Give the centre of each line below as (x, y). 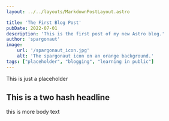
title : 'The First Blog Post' (44, 22)
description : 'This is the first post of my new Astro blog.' (85, 34)
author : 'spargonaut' (33, 40)
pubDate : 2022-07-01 (32, 28)
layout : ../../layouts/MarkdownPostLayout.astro (68, 12)
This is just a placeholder (37, 78)
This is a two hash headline (58, 97)
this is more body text (33, 112)
